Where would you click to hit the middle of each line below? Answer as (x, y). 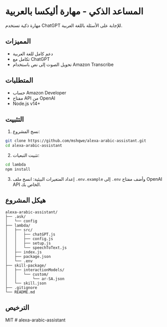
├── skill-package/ (26, 265)
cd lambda (16, 165)
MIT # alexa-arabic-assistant (36, 320)
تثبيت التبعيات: (26, 155)
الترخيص (17, 308)
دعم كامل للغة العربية (33, 53)
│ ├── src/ (19, 230)
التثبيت (15, 119)
